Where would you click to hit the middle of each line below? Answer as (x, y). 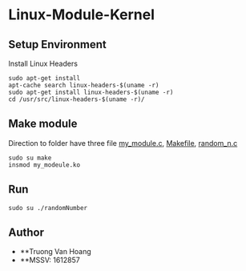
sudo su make (30, 158)
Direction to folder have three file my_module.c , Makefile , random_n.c (123, 143)
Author (26, 233)
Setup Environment (57, 44)
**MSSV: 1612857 (50, 260)
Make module (43, 124)
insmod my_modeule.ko (44, 165)
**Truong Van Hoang (56, 252)
